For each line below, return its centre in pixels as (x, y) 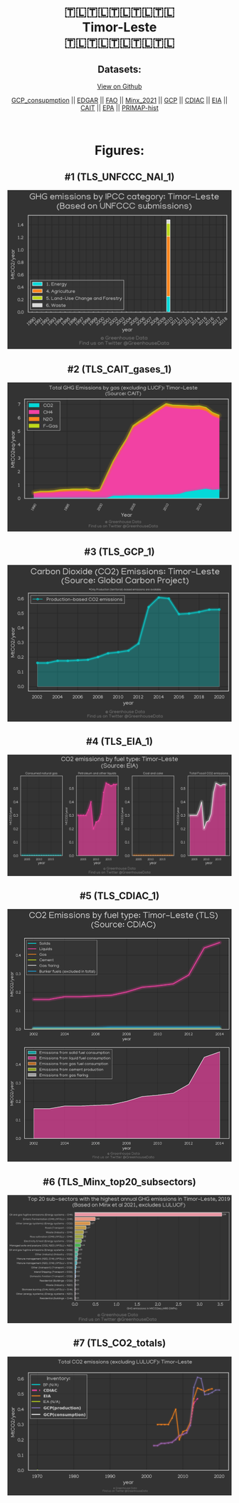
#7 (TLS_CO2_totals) (119, 1343)
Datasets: (119, 69)
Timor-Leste (119, 27)
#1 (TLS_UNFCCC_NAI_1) (119, 177)
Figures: (119, 151)
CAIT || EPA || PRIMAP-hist (119, 108)
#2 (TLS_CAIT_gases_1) (119, 369)
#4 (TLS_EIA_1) (119, 742)
